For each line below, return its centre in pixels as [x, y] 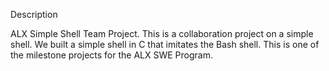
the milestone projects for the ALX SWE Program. [112, 55]
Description [34, 14]
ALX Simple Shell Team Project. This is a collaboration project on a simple [162, 33]
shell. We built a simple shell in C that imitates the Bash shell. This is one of [165, 44]
